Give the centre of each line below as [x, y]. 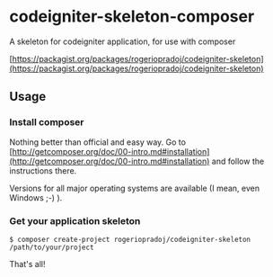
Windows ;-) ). [36, 197]
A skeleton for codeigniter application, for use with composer [123, 41]
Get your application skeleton [75, 220]
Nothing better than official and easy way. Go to [98, 142]
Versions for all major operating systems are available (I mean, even [135, 188]
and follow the [238, 161]
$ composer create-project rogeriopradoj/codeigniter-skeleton [130, 239]
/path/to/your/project [52, 247]
